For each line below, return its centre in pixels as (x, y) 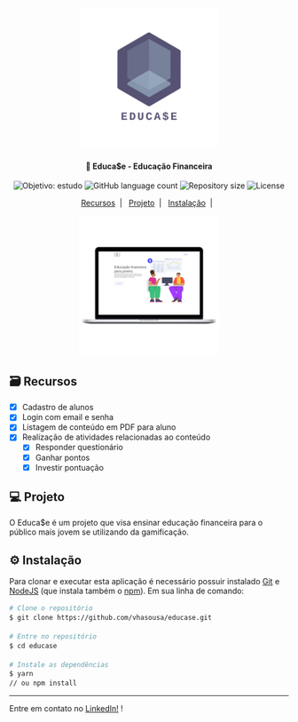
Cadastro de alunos (58, 408)
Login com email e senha (67, 417)
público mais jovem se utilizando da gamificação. (99, 532)
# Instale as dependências (59, 664)
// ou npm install (43, 683)
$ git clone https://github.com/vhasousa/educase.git (111, 618)
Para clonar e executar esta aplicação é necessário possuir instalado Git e (145, 582)
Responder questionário (79, 448)
